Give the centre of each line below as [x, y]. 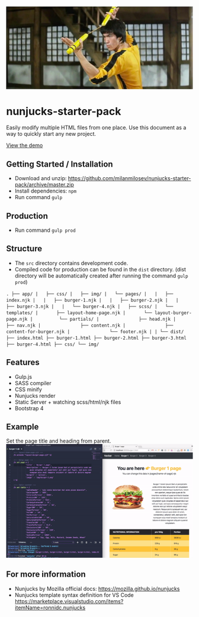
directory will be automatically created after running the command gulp [101, 276]
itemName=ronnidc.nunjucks [50, 608]
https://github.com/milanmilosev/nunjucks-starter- [129, 178]
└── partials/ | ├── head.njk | [118, 319]
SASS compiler [33, 383]
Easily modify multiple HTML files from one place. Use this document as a [96, 127]
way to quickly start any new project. [51, 134]
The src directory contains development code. [71, 263]
